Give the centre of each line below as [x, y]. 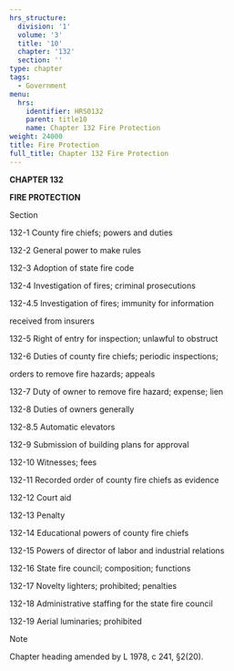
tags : [20, 77]
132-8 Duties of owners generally [72, 409]
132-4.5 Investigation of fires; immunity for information [112, 303]
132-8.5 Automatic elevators [62, 427]
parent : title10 [57, 119]
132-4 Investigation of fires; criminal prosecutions [102, 285]
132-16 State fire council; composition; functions [100, 568]
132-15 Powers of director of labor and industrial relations [117, 550]
